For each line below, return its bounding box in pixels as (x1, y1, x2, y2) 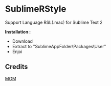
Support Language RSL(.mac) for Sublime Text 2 (5, 19, 103, 25)
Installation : (5, 29, 31, 34)
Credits (5, 63, 28, 71)
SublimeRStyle (5, 3, 67, 15)
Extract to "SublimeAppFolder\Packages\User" (12, 43, 106, 49)
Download (12, 38, 33, 44)
